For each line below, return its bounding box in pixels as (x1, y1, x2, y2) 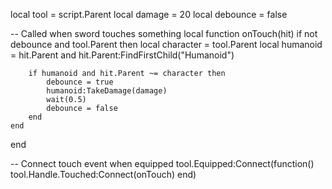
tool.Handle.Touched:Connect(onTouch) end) (10, 169, 197, 180)
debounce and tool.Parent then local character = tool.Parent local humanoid (10, 39, 323, 50)
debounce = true (46, 77, 114, 87)
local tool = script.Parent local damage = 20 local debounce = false (10, 9, 288, 20)
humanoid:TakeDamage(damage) (46, 86, 168, 96)
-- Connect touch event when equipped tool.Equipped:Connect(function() (10, 158, 315, 169)
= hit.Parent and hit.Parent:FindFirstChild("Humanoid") (10, 49, 235, 61)
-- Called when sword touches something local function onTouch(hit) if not (10, 28, 318, 39)
